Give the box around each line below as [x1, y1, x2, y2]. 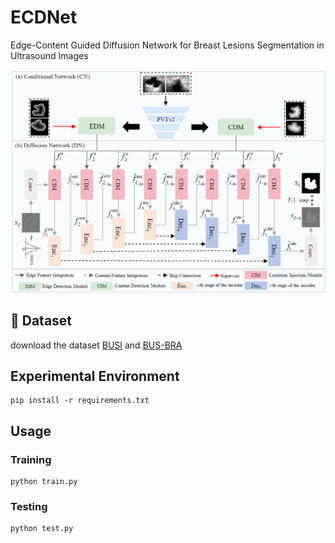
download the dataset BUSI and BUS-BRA [10, 339, 183, 351]
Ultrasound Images [10, 49, 89, 61]
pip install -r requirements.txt [10, 396, 150, 406]
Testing [10, 500, 48, 513]
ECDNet [10, 6, 78, 29]
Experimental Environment [10, 367, 180, 385]
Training [10, 452, 52, 466]
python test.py [10, 524, 74, 534]
